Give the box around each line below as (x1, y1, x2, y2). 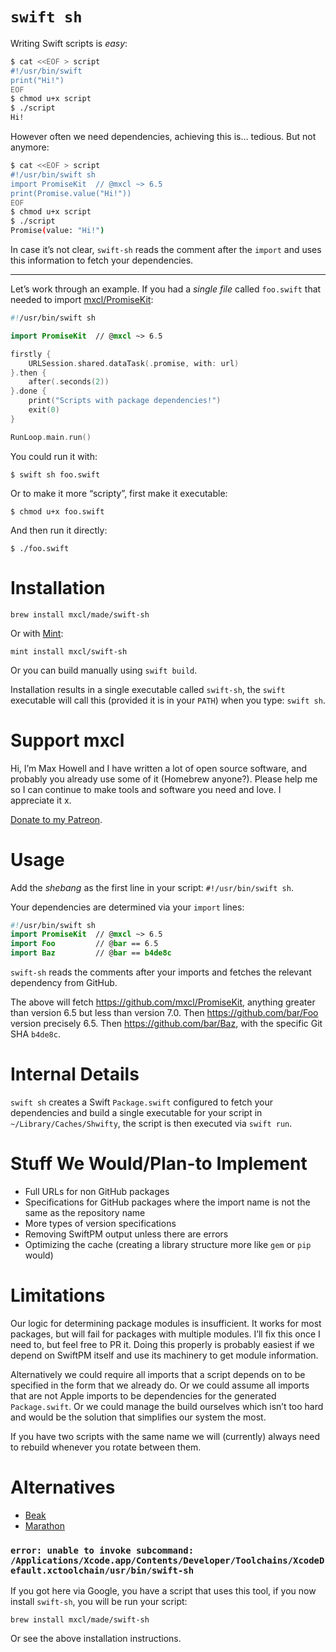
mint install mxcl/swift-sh (10, 646, 128, 657)
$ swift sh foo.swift (10, 469, 101, 480)
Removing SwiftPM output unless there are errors (24, 1228, 229, 1240)
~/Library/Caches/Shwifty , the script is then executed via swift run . (10, 1117, 293, 1129)
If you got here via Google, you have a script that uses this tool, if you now (10, 1585, 317, 1597)
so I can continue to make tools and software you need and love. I (10, 783, 282, 795)
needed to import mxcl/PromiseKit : (10, 294, 154, 306)
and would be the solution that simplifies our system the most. (10, 1411, 267, 1423)
